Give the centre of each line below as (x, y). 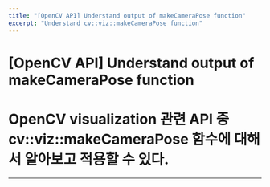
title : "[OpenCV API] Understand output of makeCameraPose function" (127, 16)
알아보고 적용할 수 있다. (97, 159)
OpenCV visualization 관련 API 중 (119, 119)
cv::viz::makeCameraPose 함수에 (120, 139)
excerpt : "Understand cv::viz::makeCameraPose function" (106, 23)
